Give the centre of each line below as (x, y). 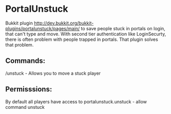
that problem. (20, 44)
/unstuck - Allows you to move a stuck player (53, 73)
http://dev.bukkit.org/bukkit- (64, 23)
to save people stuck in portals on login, (123, 28)
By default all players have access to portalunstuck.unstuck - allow (76, 101)
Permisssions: (29, 89)
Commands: (25, 61)
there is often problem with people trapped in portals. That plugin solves (82, 39)
